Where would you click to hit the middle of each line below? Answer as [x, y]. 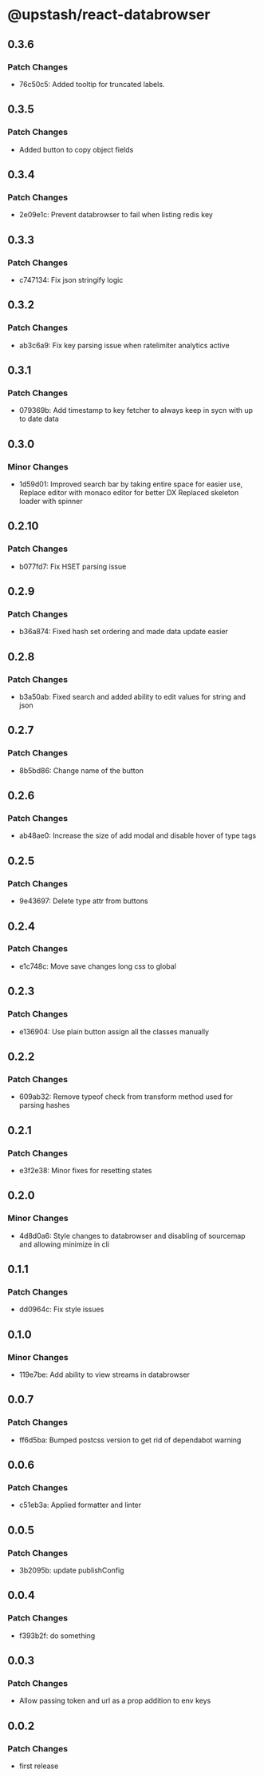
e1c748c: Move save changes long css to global [98, 966]
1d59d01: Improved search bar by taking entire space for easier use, [131, 484]
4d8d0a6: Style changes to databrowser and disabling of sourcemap [132, 1236]
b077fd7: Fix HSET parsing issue [73, 566]
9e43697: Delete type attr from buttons [83, 901]
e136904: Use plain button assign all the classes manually [114, 1031]
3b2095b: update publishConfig [71, 1570]
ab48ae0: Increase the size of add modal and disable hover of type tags [138, 835]
